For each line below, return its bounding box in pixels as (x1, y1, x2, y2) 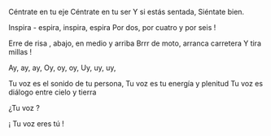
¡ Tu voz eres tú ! (8, 119, 65, 129)
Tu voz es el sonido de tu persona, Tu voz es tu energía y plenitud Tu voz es (8, 79, 263, 88)
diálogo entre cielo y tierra (8, 87, 97, 97)
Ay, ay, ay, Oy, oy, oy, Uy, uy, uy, (8, 63, 116, 72)
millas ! (8, 47, 33, 56)
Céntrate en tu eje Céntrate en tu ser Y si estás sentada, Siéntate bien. (8, 7, 245, 16)
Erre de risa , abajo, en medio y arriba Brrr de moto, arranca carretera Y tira (8, 38, 262, 48)
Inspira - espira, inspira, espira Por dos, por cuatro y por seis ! (8, 23, 216, 32)
